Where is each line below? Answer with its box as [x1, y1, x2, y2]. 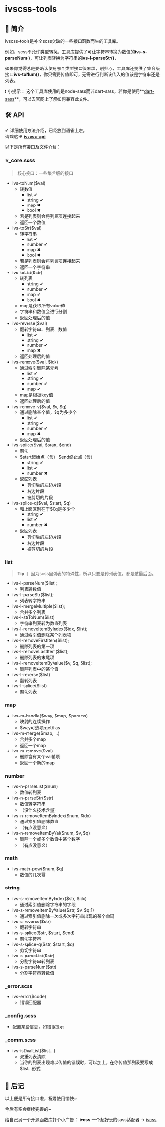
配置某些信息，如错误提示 [12, 1024, 64, 1030]
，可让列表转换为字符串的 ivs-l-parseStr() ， [30, 55, 119, 61]
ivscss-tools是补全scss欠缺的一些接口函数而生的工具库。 [5, 38, 121, 44]
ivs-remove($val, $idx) [12, 359, 59, 365]
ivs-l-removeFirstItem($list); [12, 637, 69, 644]
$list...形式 [19, 1066, 41, 1072]
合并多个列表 [19, 609, 46, 615]
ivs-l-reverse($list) [12, 672, 51, 678]
